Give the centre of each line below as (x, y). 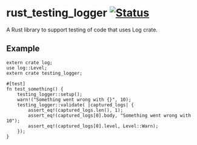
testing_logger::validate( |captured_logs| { (76, 105)
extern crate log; (29, 63)
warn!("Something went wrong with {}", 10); (74, 100)
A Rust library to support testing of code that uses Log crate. (82, 30)
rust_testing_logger (57, 13)
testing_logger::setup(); (50, 94)
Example (23, 49)
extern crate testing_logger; (45, 73)
